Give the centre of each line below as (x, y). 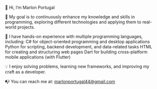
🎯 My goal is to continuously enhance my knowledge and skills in (70, 17)
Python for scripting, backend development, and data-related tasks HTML (79, 47)
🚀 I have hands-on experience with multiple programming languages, (74, 37)
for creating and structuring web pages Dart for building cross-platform (76, 52)
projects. (26, 27)
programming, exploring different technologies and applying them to (73, 22)
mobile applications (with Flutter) (38, 57)
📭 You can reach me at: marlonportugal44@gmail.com (60, 82)
